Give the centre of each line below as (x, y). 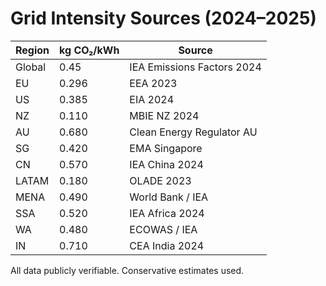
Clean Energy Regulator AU (193, 132)
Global (31, 67)
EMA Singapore (166, 148)
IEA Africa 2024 (167, 213)
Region (32, 50)
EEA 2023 (153, 83)
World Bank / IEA (169, 197)
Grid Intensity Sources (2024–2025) (163, 18)
